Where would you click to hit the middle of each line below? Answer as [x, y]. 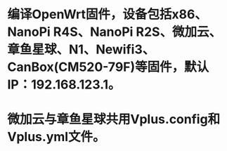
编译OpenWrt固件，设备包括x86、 [107, 14]
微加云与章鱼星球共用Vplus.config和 [114, 119]
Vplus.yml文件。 [56, 137]
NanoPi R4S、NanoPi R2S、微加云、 [115, 32]
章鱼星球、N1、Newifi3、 [81, 50]
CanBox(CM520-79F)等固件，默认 [108, 67]
